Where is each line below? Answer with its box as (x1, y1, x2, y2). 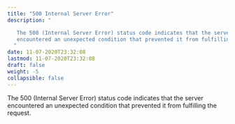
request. (7, 109, 31, 117)
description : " (7, 17, 52, 24)
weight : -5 (7, 68, 39, 75)
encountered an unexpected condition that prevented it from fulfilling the (7, 101, 217, 109)
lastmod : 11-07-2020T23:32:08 (7, 55, 96, 63)
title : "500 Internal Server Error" (7, 10, 114, 17)
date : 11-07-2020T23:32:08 (7, 49, 86, 56)
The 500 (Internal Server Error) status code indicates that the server (7, 93, 204, 102)
